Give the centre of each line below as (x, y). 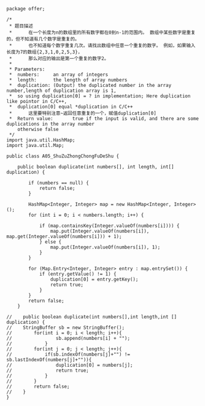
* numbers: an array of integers (59, 75)
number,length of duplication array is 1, (61, 91)
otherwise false (38, 129)
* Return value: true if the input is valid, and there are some (104, 119)
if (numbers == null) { (59, 183)
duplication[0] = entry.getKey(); (94, 279)
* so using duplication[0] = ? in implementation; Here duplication (100, 96)
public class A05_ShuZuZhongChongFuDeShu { (63, 156)
